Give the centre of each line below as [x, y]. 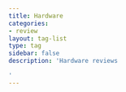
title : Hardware [36, 16]
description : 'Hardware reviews [63, 61]
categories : [28, 23]
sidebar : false [34, 53]
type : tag [25, 46]
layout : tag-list [38, 38]
